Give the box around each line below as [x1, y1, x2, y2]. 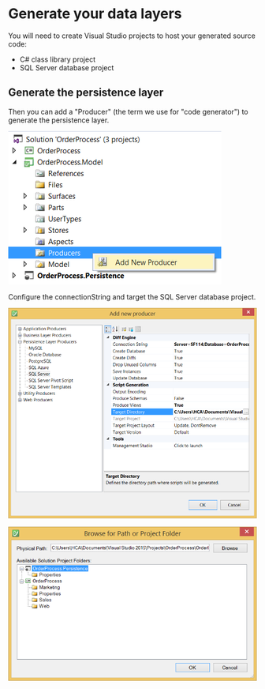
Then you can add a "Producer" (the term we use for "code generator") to [8, 107, 248, 116]
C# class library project [19, 55, 96, 64]
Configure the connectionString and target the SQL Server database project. [8, 292, 256, 301]
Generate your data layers [8, 5, 183, 23]
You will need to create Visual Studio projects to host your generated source [8, 31, 256, 40]
